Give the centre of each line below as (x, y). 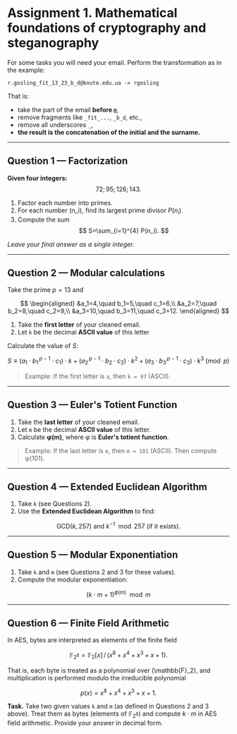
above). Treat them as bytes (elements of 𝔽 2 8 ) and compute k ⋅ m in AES (112, 715)
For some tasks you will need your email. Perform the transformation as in (115, 62)
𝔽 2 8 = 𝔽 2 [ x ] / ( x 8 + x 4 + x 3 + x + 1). (119, 655)
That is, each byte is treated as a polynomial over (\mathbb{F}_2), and (109, 670)
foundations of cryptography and (107, 28)
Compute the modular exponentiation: (73, 579)
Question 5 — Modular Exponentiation (93, 555)
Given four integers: (37, 178)
